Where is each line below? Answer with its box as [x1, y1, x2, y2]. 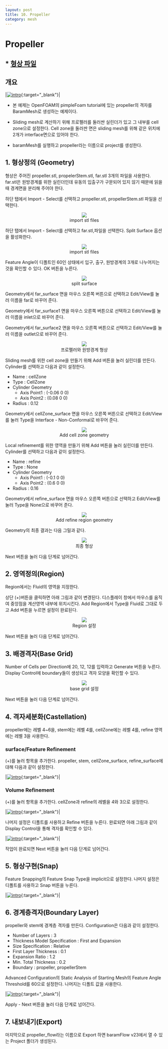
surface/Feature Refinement [5, 745, 76, 753]
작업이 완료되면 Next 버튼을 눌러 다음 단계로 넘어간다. [5, 846, 110, 852]
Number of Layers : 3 [12, 933, 57, 939]
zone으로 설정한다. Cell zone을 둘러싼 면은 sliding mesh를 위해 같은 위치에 [12, 125, 160, 131]
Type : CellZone [12, 379, 46, 385]
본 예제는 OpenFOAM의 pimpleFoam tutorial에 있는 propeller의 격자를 [12, 102, 152, 108]
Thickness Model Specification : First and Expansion [12, 938, 121, 944]
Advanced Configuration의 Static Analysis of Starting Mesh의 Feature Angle [5, 975, 161, 981]
